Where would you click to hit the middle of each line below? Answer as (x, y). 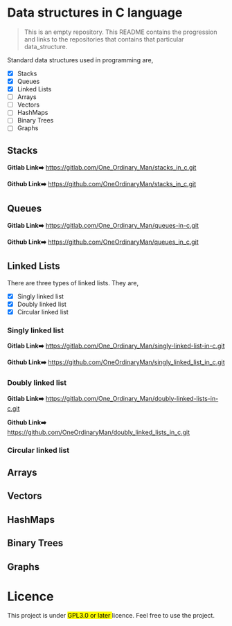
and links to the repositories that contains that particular (104, 39)
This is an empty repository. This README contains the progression (121, 32)
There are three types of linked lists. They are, (73, 283)
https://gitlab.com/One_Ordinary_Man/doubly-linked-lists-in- (132, 398)
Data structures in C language (95, 13)
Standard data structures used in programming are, (80, 60)
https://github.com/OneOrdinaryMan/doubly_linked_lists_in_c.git (99, 432)
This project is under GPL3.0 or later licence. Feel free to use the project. (111, 616)
